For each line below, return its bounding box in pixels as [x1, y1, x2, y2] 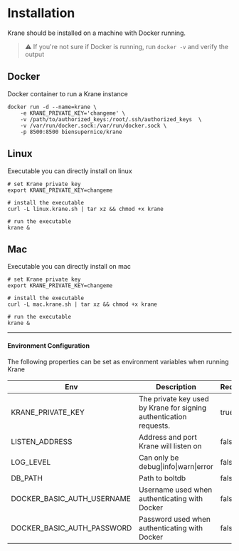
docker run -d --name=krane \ [7, 103, 97, 110]
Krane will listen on [138, 441, 202, 450]
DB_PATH [11, 473, 43, 483]
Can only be [138, 453, 179, 463]
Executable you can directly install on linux [7, 166, 133, 175]
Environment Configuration [7, 341, 90, 350]
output [24, 50, 45, 58]
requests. [138, 421, 171, 431]
